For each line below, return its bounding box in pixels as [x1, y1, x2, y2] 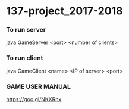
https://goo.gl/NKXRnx [6, 96, 62, 103]
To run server [6, 26, 46, 34]
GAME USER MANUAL [6, 82, 71, 91]
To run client [6, 54, 43, 62]
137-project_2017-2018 [6, 4, 123, 18]
